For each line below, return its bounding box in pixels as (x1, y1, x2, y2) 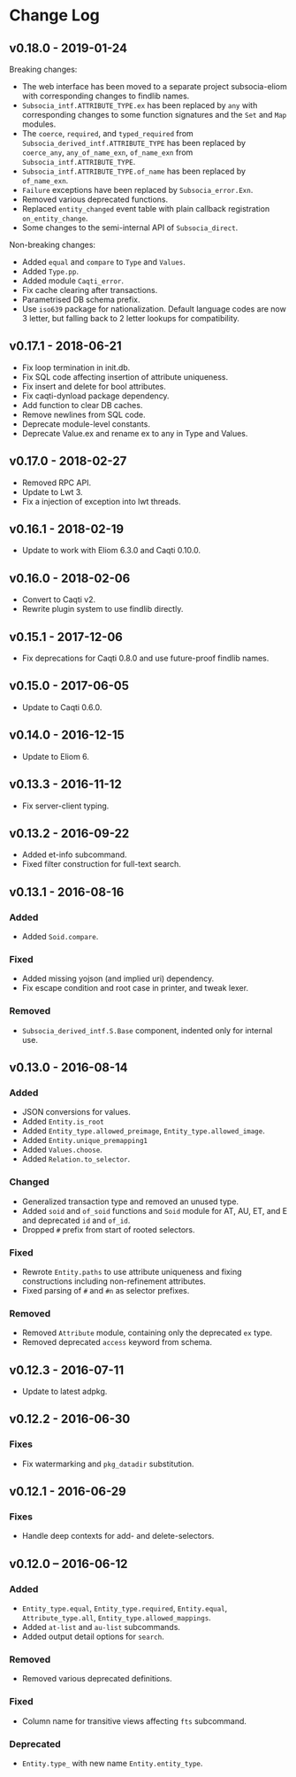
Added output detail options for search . (21, 1631, 165, 1642)
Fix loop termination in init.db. (21, 362, 131, 373)
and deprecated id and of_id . (21, 1215, 131, 1225)
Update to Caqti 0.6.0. (21, 701, 102, 713)
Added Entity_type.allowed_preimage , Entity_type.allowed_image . (21, 1125, 265, 1136)
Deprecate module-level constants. (21, 418, 150, 429)
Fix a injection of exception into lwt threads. (21, 496, 181, 506)
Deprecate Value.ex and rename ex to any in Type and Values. (21, 428, 248, 438)
